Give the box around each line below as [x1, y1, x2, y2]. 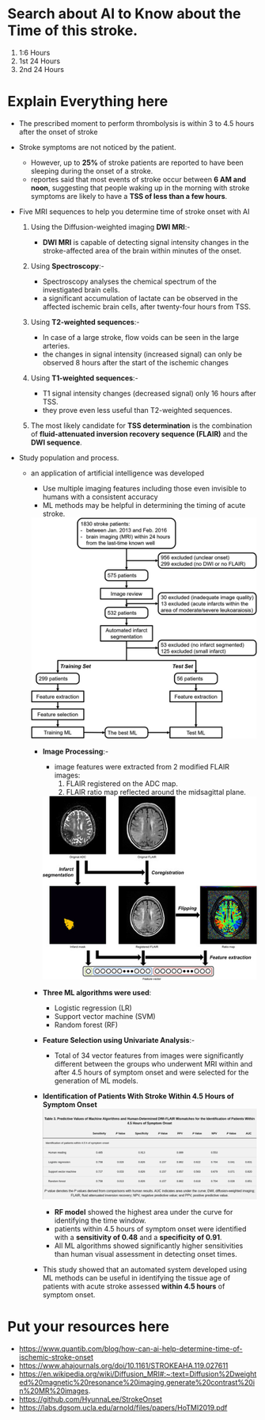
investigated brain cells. [42, 284, 120, 294]
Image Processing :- [42, 746, 108, 757]
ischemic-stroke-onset [18, 1352, 94, 1361]
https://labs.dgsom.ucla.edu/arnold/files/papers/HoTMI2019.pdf [18, 1403, 228, 1412]
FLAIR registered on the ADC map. [66, 779, 179, 788]
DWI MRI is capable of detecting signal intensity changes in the [42, 237, 249, 246]
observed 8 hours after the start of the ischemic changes [42, 357, 229, 367]
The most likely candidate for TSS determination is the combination [30, 421, 252, 430]
